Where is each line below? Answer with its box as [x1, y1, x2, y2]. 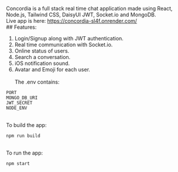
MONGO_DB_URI [6, 95, 38, 101]
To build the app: [6, 122, 47, 128]
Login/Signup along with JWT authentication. [14, 35, 124, 42]
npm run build [6, 133, 41, 139]
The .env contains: [14, 78, 60, 85]
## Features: [6, 23, 37, 30]
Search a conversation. [14, 54, 71, 60]
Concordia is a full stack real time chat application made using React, [6, 5, 173, 12]
